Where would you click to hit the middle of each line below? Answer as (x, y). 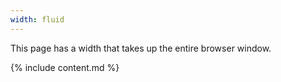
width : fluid (37, 19)
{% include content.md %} (65, 67)
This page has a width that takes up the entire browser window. (141, 48)
